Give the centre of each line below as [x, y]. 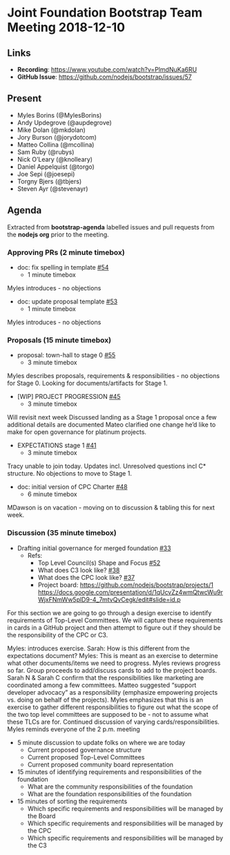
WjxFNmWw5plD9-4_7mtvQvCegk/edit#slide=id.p [109, 599]
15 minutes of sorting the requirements [72, 801]
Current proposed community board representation [100, 764]
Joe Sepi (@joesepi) [46, 173]
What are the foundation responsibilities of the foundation [109, 793]
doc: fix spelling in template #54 [63, 267]
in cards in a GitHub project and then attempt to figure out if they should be [114, 628]
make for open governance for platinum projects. [77, 432]
